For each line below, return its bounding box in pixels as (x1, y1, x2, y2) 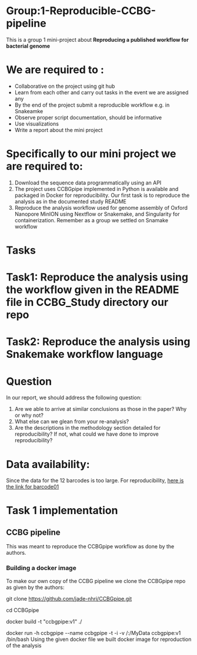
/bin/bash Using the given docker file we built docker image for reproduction (6, 636, 192, 643)
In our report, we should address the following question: (6, 394, 142, 401)
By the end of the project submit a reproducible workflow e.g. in (14, 101, 170, 108)
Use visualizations (14, 120, 59, 127)
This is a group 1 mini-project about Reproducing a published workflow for (6, 36, 189, 43)
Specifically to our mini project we (6, 147, 176, 160)
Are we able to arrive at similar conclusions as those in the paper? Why (14, 406, 187, 413)
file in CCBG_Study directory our (6, 296, 169, 309)
